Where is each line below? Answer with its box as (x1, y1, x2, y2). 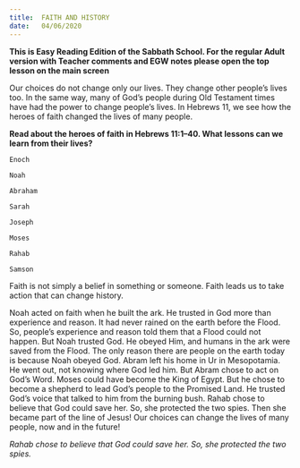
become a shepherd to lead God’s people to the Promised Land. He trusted (9, 383, 286, 394)
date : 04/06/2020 (9, 21, 82, 30)
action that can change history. (9, 290, 124, 301)
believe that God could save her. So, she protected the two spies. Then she (9, 402, 287, 413)
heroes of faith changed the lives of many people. (9, 111, 193, 122)
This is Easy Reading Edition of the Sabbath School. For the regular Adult (9, 46, 285, 56)
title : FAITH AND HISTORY (9, 13, 110, 22)
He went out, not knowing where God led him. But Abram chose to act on (9, 364, 279, 375)
